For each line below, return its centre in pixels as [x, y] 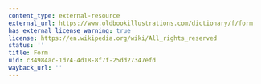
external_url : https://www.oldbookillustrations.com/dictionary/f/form [130, 23]
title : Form [28, 53]
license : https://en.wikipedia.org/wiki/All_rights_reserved [113, 38]
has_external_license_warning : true [69, 30]
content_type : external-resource [64, 16]
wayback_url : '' [35, 68]
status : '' [27, 46]
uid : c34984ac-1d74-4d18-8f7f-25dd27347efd [82, 61]
